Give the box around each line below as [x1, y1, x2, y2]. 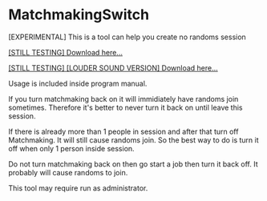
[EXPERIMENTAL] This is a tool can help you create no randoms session [8, 32, 246, 42]
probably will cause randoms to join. [8, 167, 128, 177]
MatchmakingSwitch [8, 6, 150, 24]
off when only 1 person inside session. [8, 143, 135, 153]
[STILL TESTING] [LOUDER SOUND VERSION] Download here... [8, 62, 218, 73]
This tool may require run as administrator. [8, 183, 148, 193]
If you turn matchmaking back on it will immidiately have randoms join [8, 94, 239, 103]
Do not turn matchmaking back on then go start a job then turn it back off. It [8, 159, 258, 169]
